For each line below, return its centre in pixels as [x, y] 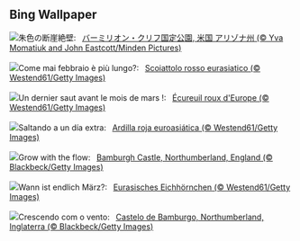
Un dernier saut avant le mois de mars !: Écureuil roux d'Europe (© [144, 97]
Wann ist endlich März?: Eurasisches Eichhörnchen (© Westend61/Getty [155, 187]
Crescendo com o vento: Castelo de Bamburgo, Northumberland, [141, 217]
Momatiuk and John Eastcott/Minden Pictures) [95, 48]
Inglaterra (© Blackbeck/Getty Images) [82, 226]
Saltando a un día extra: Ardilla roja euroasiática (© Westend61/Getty [148, 127]
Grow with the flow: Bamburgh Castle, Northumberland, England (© [145, 157]
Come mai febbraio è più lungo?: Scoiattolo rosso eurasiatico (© [140, 67]
